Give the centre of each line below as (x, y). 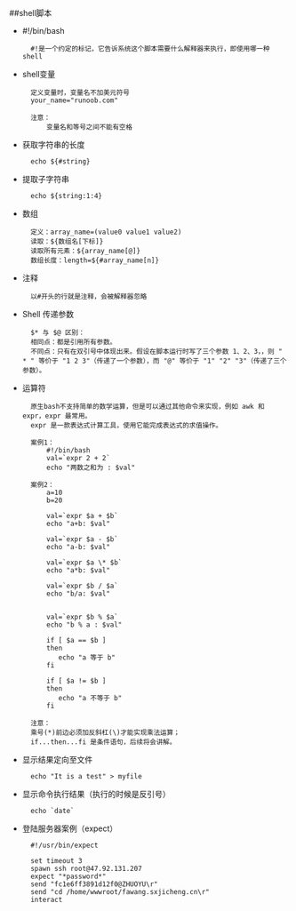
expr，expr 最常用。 (56, 416)
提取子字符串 (45, 179)
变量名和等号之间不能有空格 (89, 127)
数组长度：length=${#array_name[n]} (95, 260)
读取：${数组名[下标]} (67, 242)
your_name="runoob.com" (74, 100)
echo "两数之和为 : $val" (91, 467)
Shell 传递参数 (48, 314)
